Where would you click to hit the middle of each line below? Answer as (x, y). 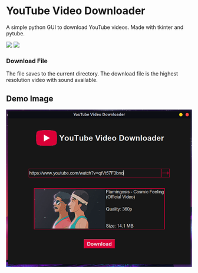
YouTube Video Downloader (76, 11)
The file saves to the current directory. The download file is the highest (92, 74)
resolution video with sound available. (52, 80)
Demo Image (30, 98)
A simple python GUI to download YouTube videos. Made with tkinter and (95, 27)
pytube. (15, 33)
